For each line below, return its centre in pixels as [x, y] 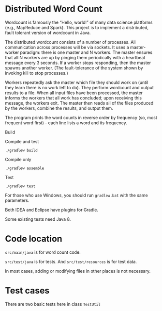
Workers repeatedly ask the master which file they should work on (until [77, 82]
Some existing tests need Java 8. [38, 219]
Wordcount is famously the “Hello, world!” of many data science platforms [79, 22]
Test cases [27, 291]
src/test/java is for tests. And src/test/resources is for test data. [71, 262]
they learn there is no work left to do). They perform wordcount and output [79, 87]
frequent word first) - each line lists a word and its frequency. [66, 123]
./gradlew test [20, 186]
